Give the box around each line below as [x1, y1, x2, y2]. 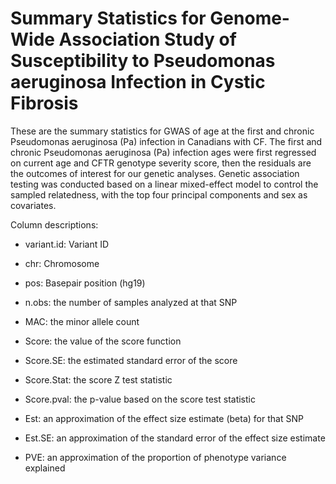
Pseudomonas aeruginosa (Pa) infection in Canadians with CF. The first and [10, 135, 323, 147]
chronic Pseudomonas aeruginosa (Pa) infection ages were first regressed [10, 146, 317, 158]
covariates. [10, 199, 57, 211]
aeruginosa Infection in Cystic [10, 71, 266, 94]
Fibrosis [10, 92, 79, 115]
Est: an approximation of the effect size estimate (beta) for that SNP [24, 412, 304, 424]
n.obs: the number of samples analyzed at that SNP [24, 296, 238, 308]
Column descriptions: [10, 218, 99, 231]
